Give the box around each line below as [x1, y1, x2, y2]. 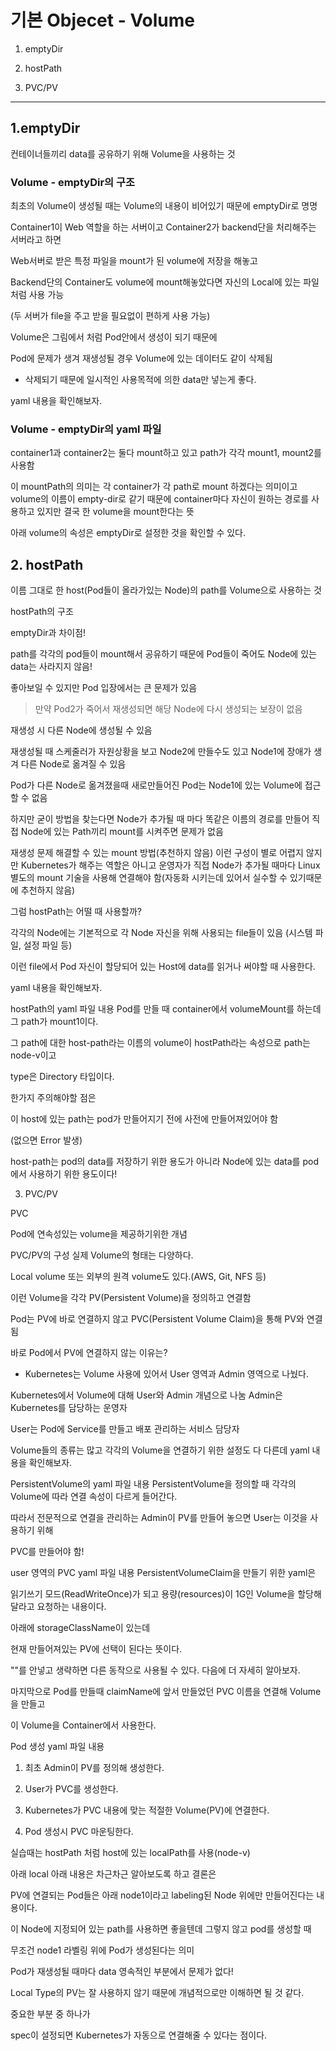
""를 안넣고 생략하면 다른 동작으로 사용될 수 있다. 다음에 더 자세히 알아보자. [10, 1664, 301, 1676]
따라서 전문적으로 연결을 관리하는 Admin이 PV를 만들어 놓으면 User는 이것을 [10, 1512, 308, 1524]
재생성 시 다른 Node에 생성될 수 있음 [10, 724, 153, 736]
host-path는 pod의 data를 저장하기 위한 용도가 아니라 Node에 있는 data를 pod [10, 1156, 319, 1168]
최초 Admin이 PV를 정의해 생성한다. [24, 1762, 165, 1774]
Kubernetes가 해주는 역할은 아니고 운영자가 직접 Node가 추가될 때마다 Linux [20, 859, 321, 871]
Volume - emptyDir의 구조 [10, 175, 136, 189]
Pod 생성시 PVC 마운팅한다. [24, 1826, 134, 1838]
